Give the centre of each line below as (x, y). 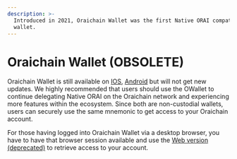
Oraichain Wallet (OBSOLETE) (96, 62)
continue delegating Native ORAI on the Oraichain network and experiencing (118, 97)
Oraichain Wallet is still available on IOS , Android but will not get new (107, 81)
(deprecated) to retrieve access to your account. (78, 148)
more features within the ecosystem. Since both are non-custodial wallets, (115, 104)
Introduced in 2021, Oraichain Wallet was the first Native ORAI (112, 20)
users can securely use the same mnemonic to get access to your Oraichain (118, 112)
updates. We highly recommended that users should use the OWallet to (111, 89)
